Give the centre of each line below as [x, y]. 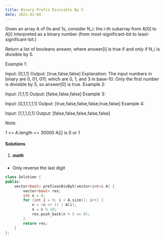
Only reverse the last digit [39, 168]
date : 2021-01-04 [23, 14]
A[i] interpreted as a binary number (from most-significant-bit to [71, 34]
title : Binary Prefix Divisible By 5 [44, 10]
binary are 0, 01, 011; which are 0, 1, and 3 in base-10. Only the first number [82, 79]
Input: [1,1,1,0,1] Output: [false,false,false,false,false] [58, 113]
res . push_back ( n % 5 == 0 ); [61, 214]
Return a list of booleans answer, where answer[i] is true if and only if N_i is [83, 49]
